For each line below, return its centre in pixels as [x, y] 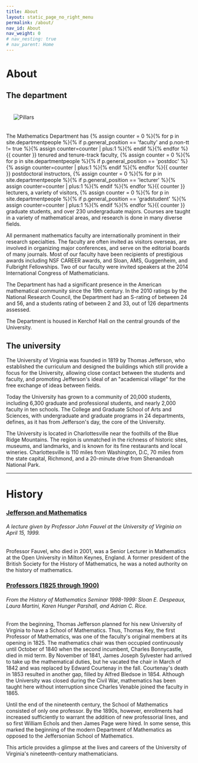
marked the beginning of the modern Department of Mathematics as [89, 730]
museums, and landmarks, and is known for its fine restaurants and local [94, 446]
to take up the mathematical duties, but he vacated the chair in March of [94, 662]
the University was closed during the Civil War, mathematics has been [91, 681]
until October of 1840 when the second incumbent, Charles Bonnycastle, [94, 649]
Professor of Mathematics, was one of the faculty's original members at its [97, 637]
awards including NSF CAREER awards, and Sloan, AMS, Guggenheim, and [97, 260]
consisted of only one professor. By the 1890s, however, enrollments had [95, 711]
